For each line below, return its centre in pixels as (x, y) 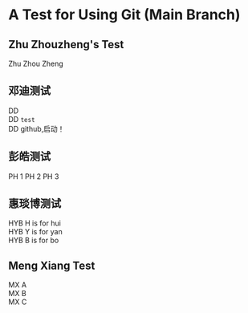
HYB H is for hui (35, 223)
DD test (22, 119)
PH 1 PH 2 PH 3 (34, 176)
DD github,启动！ (37, 128)
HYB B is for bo (34, 240)
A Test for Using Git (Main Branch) (124, 15)
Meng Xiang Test (52, 265)
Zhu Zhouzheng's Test (66, 45)
